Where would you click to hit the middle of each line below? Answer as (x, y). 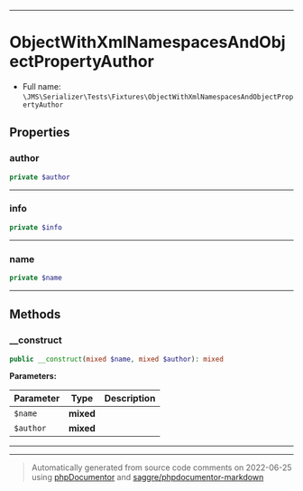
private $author (40, 177)
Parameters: (33, 376)
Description (130, 399)
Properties (40, 132)
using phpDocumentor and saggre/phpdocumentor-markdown (147, 477)
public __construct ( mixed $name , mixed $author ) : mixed (116, 359)
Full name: (41, 86)
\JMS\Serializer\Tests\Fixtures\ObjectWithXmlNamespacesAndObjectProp (158, 97)
